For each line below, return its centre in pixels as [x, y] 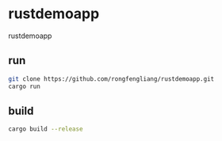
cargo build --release [46, 129]
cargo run [25, 86]
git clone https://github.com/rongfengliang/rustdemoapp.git [111, 79]
